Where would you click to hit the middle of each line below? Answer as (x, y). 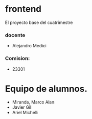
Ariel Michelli (25, 113)
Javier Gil (22, 107)
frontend (23, 9)
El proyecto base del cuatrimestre (39, 22)
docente (15, 35)
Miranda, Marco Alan (33, 102)
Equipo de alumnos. (46, 89)
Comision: (18, 59)
